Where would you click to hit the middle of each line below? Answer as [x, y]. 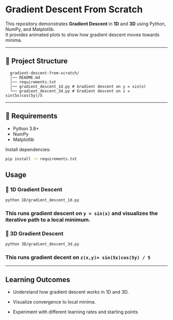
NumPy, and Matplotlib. [30, 29]
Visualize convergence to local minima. [54, 302]
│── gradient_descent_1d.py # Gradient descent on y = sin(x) [78, 86]
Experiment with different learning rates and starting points [75, 312]
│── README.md [25, 77]
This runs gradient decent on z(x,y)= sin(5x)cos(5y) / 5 [78, 257]
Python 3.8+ [26, 128]
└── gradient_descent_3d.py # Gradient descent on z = [70, 91]
